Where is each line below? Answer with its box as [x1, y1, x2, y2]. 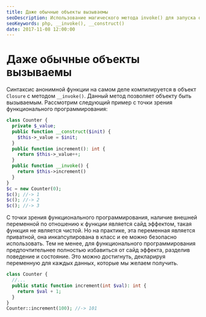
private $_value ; [12, 123, 56, 129]
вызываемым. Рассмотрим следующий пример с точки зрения [6, 99, 173, 106]
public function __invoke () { [12, 163, 89, 169]
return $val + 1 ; [17, 288, 62, 294]
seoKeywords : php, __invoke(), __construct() [6, 20, 124, 26]
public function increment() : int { [12, 145, 105, 152]
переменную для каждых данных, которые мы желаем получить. [6, 259, 179, 267]
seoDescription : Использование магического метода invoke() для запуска [6, 15, 196, 21]
